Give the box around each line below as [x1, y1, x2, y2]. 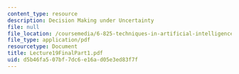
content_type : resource [7, 10, 78, 18]
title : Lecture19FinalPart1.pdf [7, 50, 103, 57]
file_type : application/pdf [7, 37, 91, 44]
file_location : [7, 30, 53, 37]
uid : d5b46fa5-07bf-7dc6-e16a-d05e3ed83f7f [7, 56, 139, 63]
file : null [7, 23, 40, 30]
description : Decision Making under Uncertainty [7, 17, 154, 24]
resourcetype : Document [7, 43, 78, 50]
